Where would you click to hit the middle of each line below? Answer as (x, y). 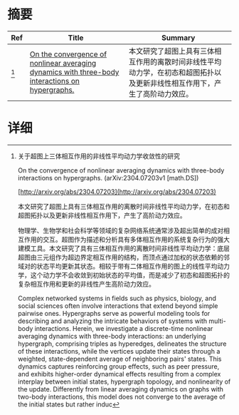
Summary (178, 38)
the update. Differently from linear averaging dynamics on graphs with (121, 389)
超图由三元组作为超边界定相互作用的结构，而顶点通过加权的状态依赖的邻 (123, 257)
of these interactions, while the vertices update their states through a (119, 351)
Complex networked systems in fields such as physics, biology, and (117, 298)
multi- (217, 321)
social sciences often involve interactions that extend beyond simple (118, 306)
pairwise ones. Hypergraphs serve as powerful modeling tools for (114, 313)
